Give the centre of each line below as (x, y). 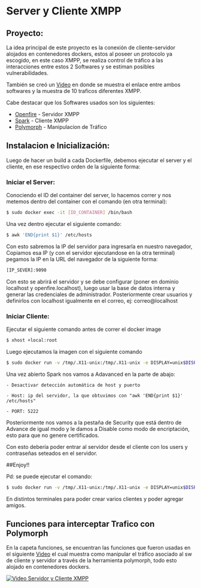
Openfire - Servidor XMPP (47, 114)
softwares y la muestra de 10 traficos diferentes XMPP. (74, 91)
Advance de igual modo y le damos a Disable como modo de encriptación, (98, 429)
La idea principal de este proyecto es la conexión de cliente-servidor (91, 47)
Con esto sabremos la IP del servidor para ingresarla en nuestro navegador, (99, 246)
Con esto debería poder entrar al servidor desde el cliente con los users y (97, 447)
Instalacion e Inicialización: (58, 146)
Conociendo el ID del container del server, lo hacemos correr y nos (89, 195)
